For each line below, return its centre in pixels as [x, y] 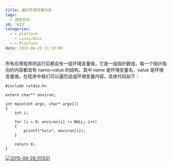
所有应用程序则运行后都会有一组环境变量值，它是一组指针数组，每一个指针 [84, 63]
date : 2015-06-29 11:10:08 [34, 48]
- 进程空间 [20, 19]
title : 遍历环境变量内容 [29, 10]
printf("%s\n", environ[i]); [55, 131]
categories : [18, 29]
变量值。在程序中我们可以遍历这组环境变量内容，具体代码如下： [72, 76]
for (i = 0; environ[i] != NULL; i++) [56, 122]
